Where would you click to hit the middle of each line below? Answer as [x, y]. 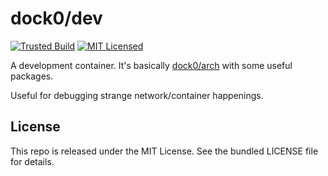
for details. [32, 161]
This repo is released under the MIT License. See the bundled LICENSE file [164, 151]
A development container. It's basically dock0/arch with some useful [151, 65]
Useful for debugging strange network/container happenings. [137, 95]
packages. [32, 76]
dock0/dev [56, 18]
